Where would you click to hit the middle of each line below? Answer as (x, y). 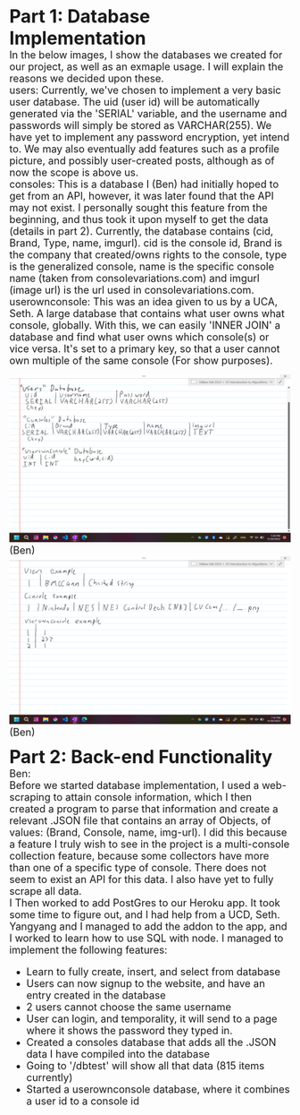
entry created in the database (96, 995)
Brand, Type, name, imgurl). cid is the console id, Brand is (146, 243)
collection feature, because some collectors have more (139, 856)
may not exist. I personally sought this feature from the (138, 208)
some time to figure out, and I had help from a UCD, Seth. (145, 914)
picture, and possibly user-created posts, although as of (142, 160)
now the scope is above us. (74, 173)
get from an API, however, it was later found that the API (142, 196)
